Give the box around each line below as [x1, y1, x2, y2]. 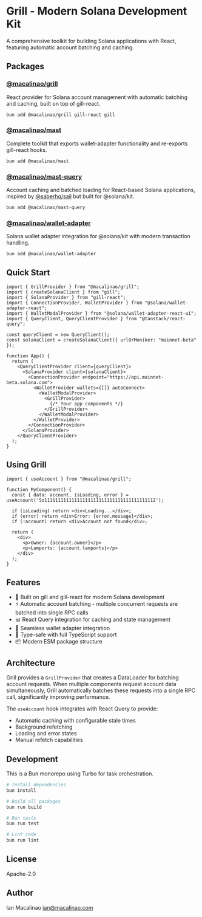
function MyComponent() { [6, 486, 72, 493]
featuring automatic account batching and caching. [6, 44, 135, 51]
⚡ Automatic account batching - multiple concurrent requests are [15, 600, 178, 608]
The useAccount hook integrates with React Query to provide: [6, 705, 158, 712]
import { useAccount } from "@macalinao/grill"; [6, 476, 132, 482]
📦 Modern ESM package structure [15, 638, 103, 645]
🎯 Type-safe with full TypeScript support [15, 631, 117, 639]
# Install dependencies [6, 782, 67, 788]
